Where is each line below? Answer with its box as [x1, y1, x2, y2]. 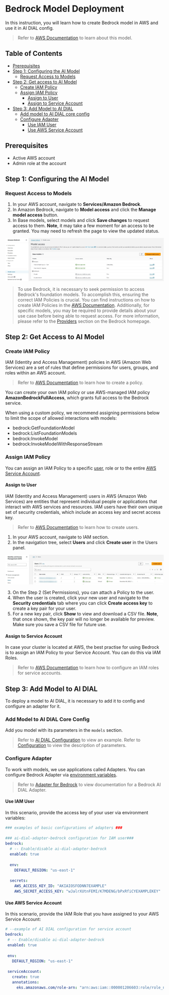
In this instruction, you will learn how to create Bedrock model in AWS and [5, 20, 158, 26]
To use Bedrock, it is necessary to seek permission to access [17, 286, 145, 292]
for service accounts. [17, 670, 62, 676]
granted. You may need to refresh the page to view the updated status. [12, 228, 159, 234]
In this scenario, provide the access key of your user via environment [5, 809, 148, 815]
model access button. [12, 212, 59, 218]
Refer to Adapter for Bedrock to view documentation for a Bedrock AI [17, 781, 161, 788]
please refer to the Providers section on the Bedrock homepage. [17, 318, 151, 324]
